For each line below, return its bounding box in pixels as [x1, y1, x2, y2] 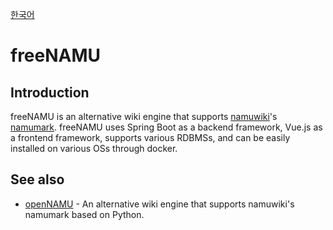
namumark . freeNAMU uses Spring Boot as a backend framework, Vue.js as [10, 121, 323, 133]
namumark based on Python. [24, 208, 145, 220]
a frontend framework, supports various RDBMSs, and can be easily [10, 132, 291, 143]
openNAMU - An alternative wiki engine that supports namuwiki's [24, 198, 295, 210]
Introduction [10, 84, 90, 101]
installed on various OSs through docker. [10, 143, 178, 154]
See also [10, 171, 65, 188]
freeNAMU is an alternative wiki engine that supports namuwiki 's [10, 111, 278, 122]
